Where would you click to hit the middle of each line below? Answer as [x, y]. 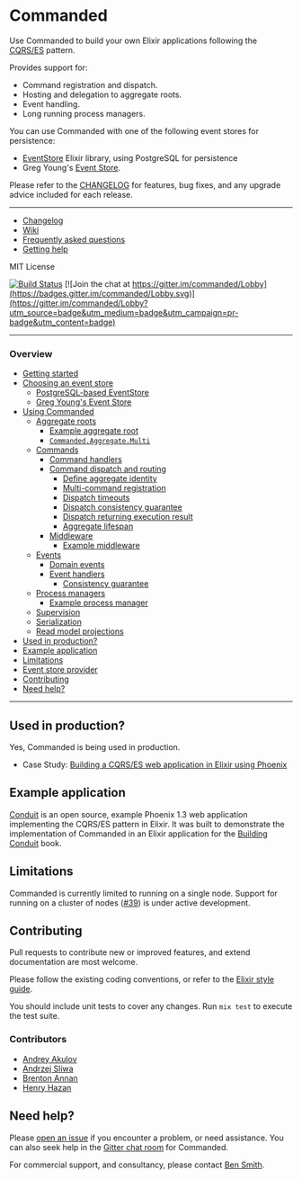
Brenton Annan [50, 1078]
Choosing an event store [68, 383]
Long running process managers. [84, 113]
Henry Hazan [47, 1087]
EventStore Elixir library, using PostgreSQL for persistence [130, 157]
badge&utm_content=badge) [62, 322]
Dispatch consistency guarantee [122, 507]
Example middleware [102, 546]
